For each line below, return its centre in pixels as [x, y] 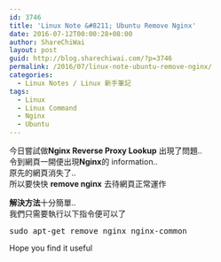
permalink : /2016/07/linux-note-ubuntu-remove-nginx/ [111, 67]
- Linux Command [47, 108]
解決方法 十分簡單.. [43, 203]
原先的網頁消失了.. [43, 173]
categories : [31, 75]
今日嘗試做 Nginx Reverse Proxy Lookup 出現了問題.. [106, 150]
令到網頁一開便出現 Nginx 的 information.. [83, 162]
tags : [19, 91]
